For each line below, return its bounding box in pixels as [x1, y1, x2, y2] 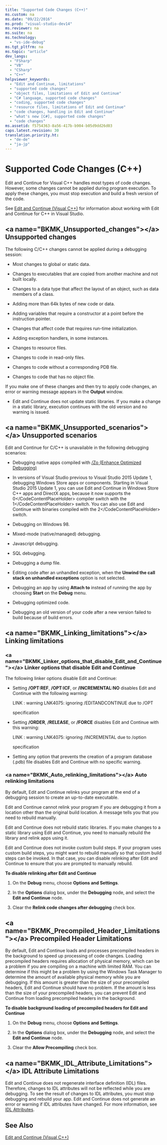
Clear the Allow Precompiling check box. [12, 1045, 98, 1051]
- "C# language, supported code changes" [9, 95, 97, 100]
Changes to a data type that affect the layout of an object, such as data [12, 285, 159, 292]
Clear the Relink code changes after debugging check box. [12, 904, 136, 911]
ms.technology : [5, 35, 37, 40]
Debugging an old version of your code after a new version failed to [12, 609, 152, 615]
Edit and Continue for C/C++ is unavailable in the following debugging [5, 445, 149, 451]
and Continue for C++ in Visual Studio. [5, 211, 84, 217]
